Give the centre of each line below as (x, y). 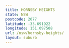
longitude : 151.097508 (29, 28)
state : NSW (17, 14)
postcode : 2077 (21, 19)
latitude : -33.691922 (28, 24)
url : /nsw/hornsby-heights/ (35, 33)
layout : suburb (21, 38)
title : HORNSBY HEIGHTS (30, 10)
